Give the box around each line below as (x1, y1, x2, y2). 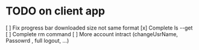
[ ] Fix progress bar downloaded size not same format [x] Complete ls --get (5, 24, 193, 31)
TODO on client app (5, 4, 106, 18)
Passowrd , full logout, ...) (5, 37, 69, 44)
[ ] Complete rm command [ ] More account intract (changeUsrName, (5, 30, 178, 37)
